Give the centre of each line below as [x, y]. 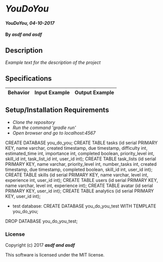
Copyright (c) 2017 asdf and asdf [40, 245]
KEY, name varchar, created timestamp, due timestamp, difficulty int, [76, 148]
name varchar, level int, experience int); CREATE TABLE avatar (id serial [79, 185]
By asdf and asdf [24, 35]
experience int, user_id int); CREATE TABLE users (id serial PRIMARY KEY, [82, 180]
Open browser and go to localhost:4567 [54, 133]
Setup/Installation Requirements [57, 110]
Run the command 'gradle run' [44, 127]
